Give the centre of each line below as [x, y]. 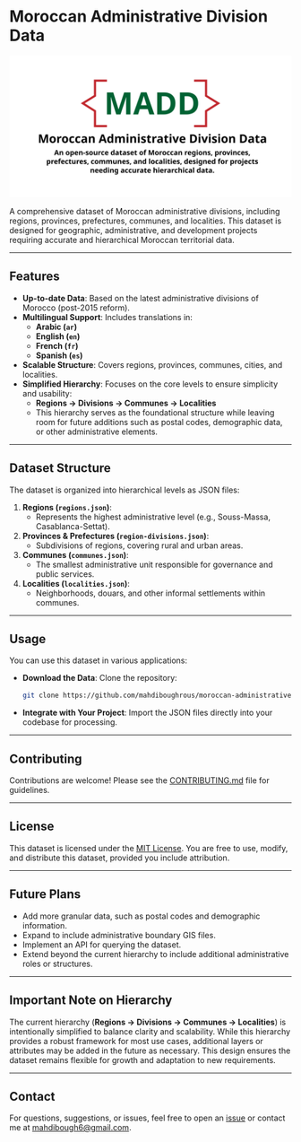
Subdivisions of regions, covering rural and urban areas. [139, 545]
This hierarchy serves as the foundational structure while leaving [155, 412]
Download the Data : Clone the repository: [99, 678]
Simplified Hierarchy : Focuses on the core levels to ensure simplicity [150, 384]
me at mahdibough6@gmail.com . [70, 1128]
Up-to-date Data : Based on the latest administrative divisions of [141, 298]
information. [44, 925]
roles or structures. [57, 963]
